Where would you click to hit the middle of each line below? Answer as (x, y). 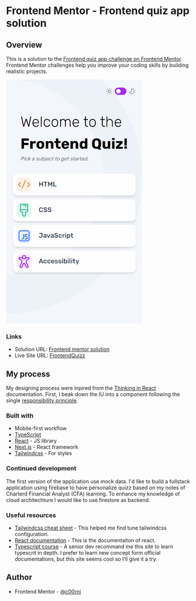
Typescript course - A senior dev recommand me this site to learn (94, 547)
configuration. (31, 534)
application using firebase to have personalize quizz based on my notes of (96, 487)
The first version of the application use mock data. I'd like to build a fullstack (98, 481)
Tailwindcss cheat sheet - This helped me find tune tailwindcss (90, 528)
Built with (20, 416)
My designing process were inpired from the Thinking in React (81, 388)
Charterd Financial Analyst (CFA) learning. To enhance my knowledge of (93, 494)
